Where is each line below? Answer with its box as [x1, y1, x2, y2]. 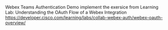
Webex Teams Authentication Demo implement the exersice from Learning [5, 4, 158, 10]
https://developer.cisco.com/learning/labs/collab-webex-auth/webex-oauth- [5, 15, 163, 20]
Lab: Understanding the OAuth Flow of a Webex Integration [5, 9, 127, 15]
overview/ [5, 20, 26, 26]
